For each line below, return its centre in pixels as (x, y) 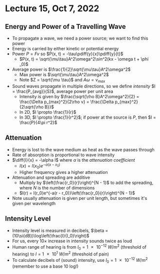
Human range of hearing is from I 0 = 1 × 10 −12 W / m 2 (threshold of (79, 247)
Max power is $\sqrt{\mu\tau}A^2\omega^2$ (64, 74)
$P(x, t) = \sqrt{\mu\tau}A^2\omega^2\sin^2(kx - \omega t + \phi (84, 59)
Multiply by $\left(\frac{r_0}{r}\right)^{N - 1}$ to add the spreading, (86, 183)
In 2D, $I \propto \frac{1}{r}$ (48, 112)
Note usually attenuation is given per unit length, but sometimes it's (80, 198)
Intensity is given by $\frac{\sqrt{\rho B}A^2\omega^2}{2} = (79, 96)
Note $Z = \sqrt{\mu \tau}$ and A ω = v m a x (62, 80)
